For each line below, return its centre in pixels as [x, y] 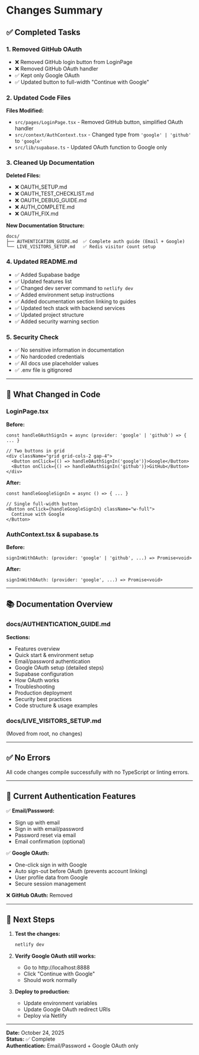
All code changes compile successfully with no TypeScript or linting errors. [98, 772]
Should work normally [50, 980]
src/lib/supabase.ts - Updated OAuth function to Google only [91, 147]
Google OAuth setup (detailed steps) [59, 667]
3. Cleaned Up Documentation [50, 162]
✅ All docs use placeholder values [57, 364]
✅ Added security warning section [57, 321]
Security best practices [43, 699]
